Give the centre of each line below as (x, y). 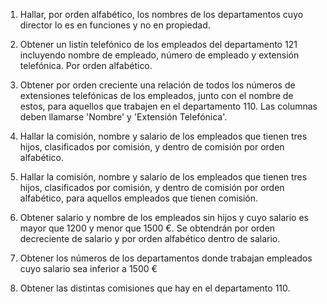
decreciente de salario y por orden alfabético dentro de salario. (150, 238)
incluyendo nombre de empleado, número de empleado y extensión (159, 55)
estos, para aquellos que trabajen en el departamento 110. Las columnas (168, 106)
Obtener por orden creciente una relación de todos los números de (157, 85)
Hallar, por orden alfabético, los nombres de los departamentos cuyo (161, 14)
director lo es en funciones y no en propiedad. (115, 25)
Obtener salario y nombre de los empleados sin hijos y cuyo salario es (164, 217)
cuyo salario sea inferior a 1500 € (88, 268)
